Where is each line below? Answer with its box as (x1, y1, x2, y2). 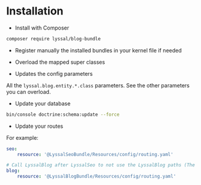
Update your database (14, 99, 71, 107)
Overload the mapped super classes (14, 58, 105, 66)
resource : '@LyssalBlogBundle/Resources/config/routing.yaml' (17, 174, 176, 180)
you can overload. (6, 88, 51, 95)
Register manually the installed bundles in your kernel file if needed (14, 46, 182, 54)
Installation (6, 4, 64, 18)
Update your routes (14, 122, 63, 130)
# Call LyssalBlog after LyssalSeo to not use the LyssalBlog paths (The (6, 162, 196, 168)
